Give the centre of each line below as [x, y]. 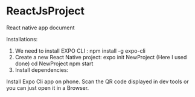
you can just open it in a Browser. [48, 87]
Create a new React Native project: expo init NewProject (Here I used [101, 57]
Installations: [22, 39]
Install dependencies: [42, 69]
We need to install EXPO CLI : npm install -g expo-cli [80, 51]
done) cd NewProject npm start [54, 63]
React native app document [40, 28]
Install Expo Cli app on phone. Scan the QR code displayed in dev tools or [97, 81]
